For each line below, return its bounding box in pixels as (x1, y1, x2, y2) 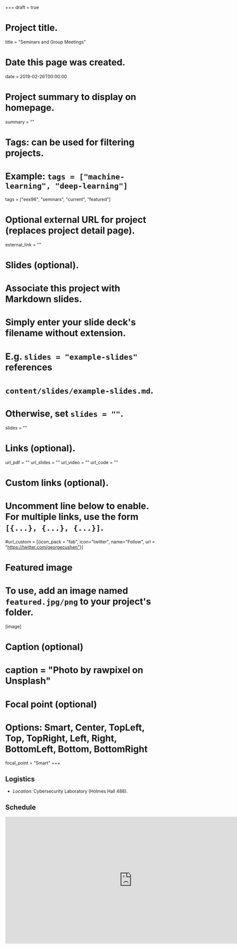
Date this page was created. (5, 57, 126, 68)
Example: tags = (5, 171, 75, 182)
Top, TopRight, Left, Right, (5, 732, 117, 744)
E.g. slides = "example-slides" (5, 350, 138, 362)
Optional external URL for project (5, 214, 146, 225)
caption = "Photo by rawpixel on (5, 665, 143, 676)
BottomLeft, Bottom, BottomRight (5, 743, 148, 755)
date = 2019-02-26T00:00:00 (5, 73, 67, 79)
